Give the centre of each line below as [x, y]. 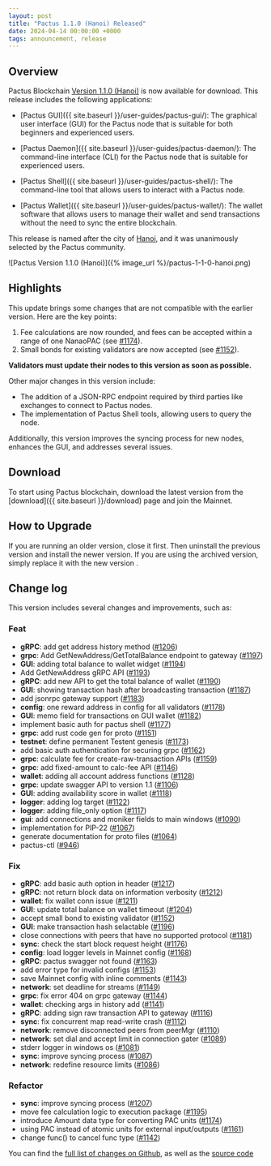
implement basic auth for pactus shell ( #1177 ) [95, 724]
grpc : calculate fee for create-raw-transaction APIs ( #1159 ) [119, 759]
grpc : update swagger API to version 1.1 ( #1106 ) [100, 785]
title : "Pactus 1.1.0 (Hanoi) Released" [78, 24]
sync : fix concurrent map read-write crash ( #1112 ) [104, 1021]
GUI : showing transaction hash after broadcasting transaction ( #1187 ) [135, 690]
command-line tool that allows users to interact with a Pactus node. [132, 190]
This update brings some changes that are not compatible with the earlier [131, 308]
